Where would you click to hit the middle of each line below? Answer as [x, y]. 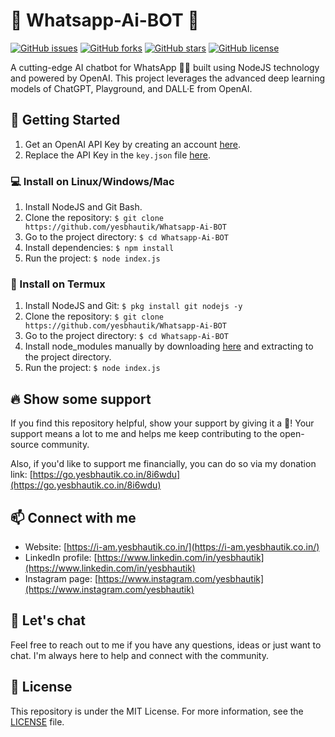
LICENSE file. [37, 721]
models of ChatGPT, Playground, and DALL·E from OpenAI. [131, 88]
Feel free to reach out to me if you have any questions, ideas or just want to [166, 645]
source [25, 445]
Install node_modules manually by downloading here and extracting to [169, 346]
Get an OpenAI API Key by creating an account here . [133, 144]
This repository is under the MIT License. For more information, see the [157, 711]
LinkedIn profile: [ [61, 557]
